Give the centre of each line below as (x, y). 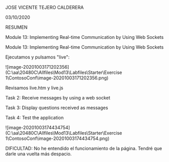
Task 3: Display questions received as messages (57, 108)
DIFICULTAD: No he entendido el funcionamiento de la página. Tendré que (84, 148)
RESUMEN (16, 27)
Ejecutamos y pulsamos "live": (37, 57)
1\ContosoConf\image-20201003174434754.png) (57, 138)
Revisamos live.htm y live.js (34, 88)
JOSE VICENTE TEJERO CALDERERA (44, 7)
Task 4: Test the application (35, 118)
